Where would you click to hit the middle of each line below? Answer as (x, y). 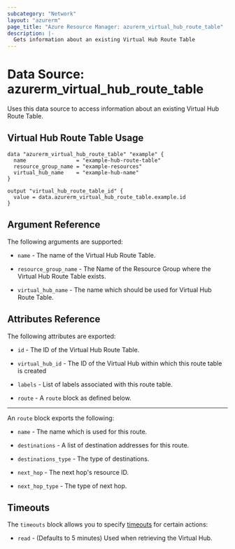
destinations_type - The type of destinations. (83, 459)
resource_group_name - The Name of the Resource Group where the (114, 269)
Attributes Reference (54, 319)
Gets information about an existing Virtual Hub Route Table (105, 40)
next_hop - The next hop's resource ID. (73, 472)
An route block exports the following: (61, 418)
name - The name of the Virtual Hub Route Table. (86, 255)
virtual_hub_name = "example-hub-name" (76, 172)
